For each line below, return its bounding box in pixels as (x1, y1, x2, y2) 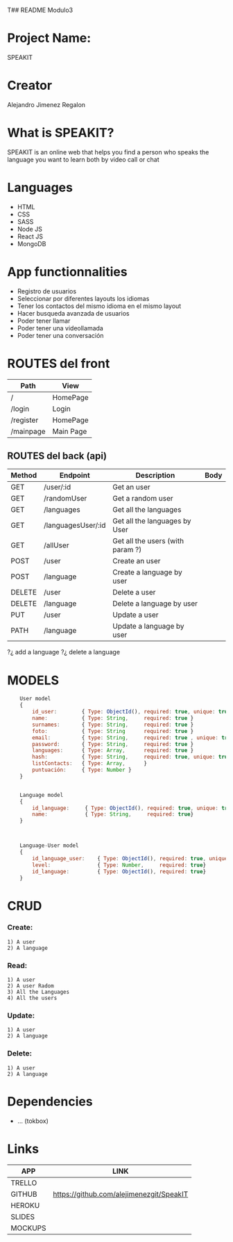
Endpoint (59, 471, 90, 481)
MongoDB (17, 239, 46, 248)
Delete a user (112, 588, 156, 597)
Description (135, 471, 175, 481)
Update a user (112, 610, 159, 620)
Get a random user (112, 494, 173, 503)
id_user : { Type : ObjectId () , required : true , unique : (32, 709, 216, 716)
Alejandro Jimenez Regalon (7, 100, 85, 108)
